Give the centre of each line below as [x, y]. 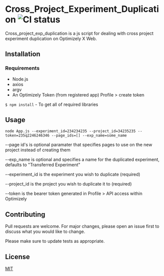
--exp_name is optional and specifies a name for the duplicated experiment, [82, 160]
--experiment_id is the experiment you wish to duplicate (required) [73, 175]
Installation [23, 54]
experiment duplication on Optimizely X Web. [51, 39]
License [18, 256]
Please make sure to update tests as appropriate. [55, 241]
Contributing [25, 214]
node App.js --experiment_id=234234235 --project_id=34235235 [70, 131]
